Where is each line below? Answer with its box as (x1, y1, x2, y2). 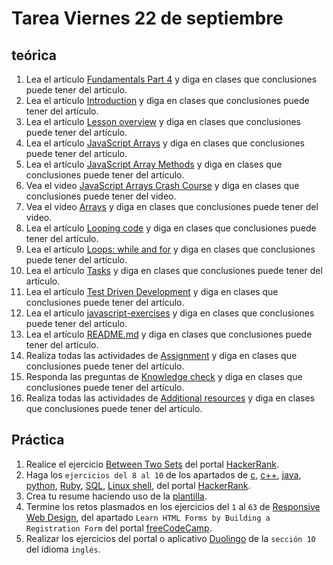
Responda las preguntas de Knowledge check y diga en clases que (25, 371, 303, 382)
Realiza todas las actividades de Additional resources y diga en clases (25, 392, 316, 404)
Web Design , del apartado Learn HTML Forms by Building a (25, 511, 271, 523)
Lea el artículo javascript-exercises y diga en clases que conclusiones (25, 307, 315, 319)
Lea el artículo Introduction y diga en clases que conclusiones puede (25, 95, 310, 106)
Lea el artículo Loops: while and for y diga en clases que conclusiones (25, 243, 316, 255)
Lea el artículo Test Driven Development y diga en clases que (25, 286, 279, 297)
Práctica (11, 432, 65, 449)
